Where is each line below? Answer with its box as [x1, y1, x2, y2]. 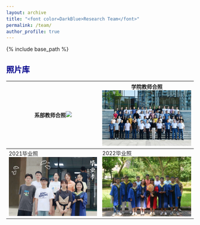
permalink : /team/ [6, 22, 52, 28]
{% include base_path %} [6, 45, 69, 53]
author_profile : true [6, 29, 60, 35]
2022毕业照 [102, 150, 132, 157]
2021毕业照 [8, 150, 39, 157]
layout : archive [6, 10, 46, 16]
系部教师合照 [34, 111, 66, 119]
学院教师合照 [130, 83, 162, 90]
